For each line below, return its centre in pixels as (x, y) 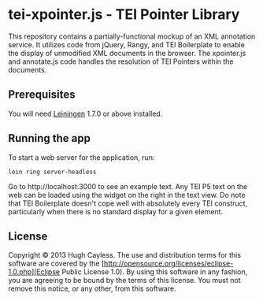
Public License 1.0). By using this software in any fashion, (155, 272)
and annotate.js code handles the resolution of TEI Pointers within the (121, 61)
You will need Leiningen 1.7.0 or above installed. (85, 113)
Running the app (49, 138)
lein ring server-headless (52, 172)
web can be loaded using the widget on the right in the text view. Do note (127, 195)
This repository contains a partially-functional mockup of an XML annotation (132, 36)
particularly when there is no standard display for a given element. (115, 211)
